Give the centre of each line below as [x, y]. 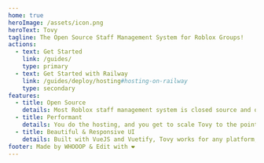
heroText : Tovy [33, 30]
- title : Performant [49, 118]
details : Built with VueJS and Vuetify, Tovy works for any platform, [140, 139]
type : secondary [49, 88]
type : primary [45, 67]
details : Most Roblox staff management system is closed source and [137, 110]
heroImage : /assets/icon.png [56, 23]
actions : [22, 45]
